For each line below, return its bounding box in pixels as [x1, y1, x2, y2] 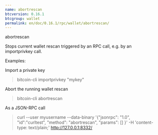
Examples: [5, 58, 26, 64]
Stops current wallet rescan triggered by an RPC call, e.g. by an [5, 43, 132, 49]
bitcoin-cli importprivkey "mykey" [16, 77, 84, 83]
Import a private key [5, 67, 45, 73]
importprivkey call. [5, 49, 42, 54]
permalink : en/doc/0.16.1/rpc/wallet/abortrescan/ [5, 20, 110, 26]
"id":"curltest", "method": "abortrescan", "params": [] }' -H [16, 119, 134, 125]
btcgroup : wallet [5, 16, 40, 21]
